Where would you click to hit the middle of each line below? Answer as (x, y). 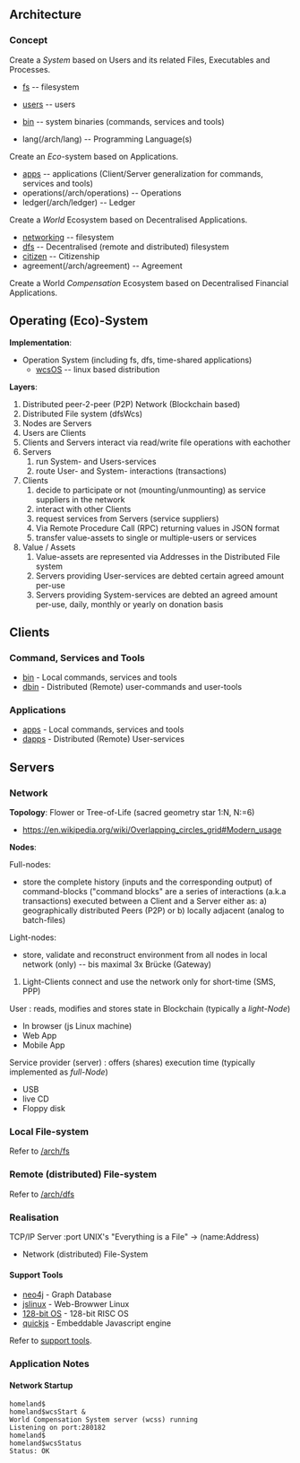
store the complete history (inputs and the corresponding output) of (147, 882)
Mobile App (43, 1045)
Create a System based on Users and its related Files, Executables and (140, 60)
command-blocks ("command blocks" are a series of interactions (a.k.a (154, 892)
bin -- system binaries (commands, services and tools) (124, 121)
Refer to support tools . (51, 1341)
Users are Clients (54, 432)
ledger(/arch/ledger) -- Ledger (79, 202)
